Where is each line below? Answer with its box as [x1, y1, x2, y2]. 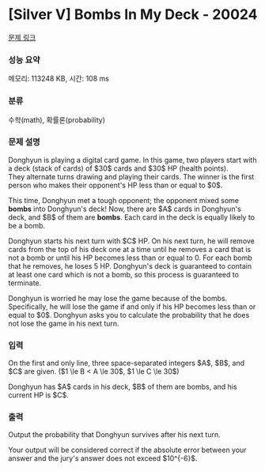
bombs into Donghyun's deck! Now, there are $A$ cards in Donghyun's [8, 204, 241, 213]
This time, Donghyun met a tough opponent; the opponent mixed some [8, 195, 240, 205]
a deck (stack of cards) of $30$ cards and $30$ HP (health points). [8, 164, 229, 173]
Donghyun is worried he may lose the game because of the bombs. [8, 293, 228, 303]
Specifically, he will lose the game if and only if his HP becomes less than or [8, 302, 256, 311]
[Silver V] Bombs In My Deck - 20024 [8, 6, 258, 24]
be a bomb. [8, 220, 46, 230]
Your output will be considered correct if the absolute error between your [8, 445, 247, 455]
